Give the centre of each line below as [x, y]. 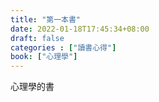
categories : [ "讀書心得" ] [63, 47]
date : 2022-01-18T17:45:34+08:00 [80, 29]
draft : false [37, 38]
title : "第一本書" [46, 19]
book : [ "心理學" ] [44, 57]
